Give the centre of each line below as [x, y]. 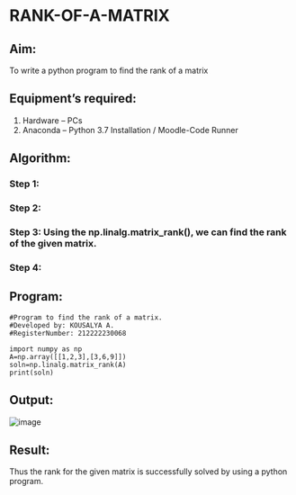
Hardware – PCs [52, 120]
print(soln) [31, 373]
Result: [30, 450]
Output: [31, 400]
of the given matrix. [53, 243]
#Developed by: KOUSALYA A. [62, 325]
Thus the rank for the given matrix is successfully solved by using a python [148, 472]
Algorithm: [40, 158]
